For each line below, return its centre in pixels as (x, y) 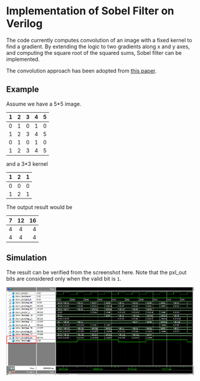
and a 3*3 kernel (27, 164)
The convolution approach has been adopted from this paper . (81, 70)
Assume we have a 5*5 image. (44, 104)
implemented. (23, 59)
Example (23, 90)
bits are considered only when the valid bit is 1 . (64, 278)
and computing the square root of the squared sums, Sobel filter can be (94, 52)
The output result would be (39, 207)
